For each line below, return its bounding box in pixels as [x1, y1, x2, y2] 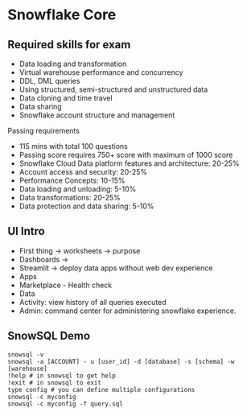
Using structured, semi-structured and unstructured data [19, 84, 208, 94]
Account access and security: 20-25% [19, 167, 148, 176]
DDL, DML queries [19, 76, 80, 85]
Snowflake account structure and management [19, 110, 175, 120]
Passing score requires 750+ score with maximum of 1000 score [19, 150, 233, 159]
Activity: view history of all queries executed [19, 297, 167, 307]
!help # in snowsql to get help [7, 372, 116, 380]
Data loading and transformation [19, 59, 127, 68]
